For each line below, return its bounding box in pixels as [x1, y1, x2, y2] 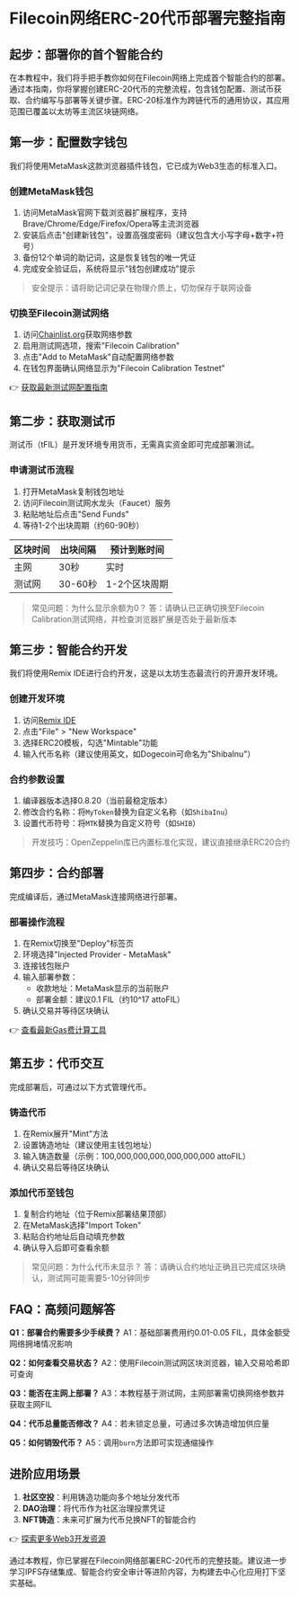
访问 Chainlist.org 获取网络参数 [22, 329, 133, 340]
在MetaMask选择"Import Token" [22, 1220, 142, 1231]
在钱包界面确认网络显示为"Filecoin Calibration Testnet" [22, 363, 226, 374]
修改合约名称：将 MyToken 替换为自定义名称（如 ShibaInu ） [22, 806, 233, 817]
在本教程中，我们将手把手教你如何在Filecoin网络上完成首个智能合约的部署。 [9, 73, 290, 83]
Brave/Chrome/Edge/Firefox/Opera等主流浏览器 [22, 218, 199, 229]
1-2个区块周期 [105, 577, 169, 590]
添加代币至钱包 [9, 1187, 75, 1200]
